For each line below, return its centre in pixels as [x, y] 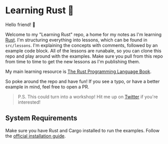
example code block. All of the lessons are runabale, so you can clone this [83, 51]
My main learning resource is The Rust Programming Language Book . [78, 71]
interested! [29, 102]
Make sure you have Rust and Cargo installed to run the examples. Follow [82, 130]
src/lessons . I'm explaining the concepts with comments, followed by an [82, 45]
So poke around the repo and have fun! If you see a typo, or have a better [82, 81]
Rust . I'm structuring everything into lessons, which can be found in [76, 40]
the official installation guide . [35, 136]
